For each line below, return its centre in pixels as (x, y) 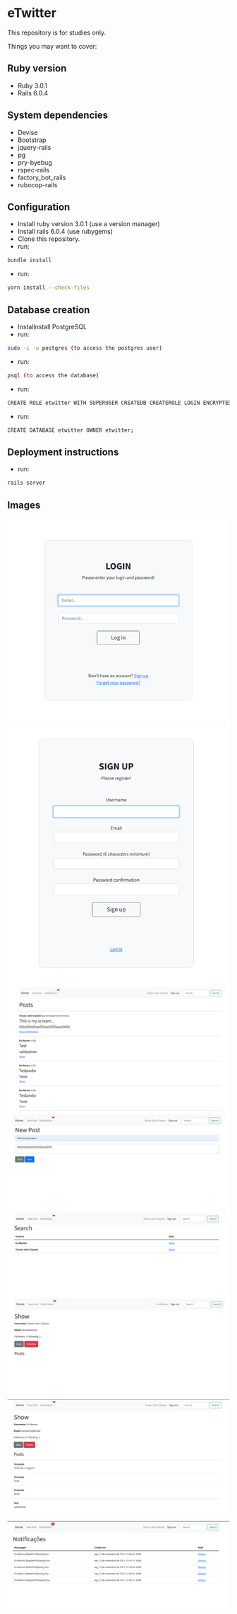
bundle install (30, 260)
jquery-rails (34, 147)
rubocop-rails (37, 184)
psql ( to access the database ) (53, 375)
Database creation (49, 310)
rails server (26, 483)
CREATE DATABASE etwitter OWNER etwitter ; (71, 430)
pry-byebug (35, 162)
